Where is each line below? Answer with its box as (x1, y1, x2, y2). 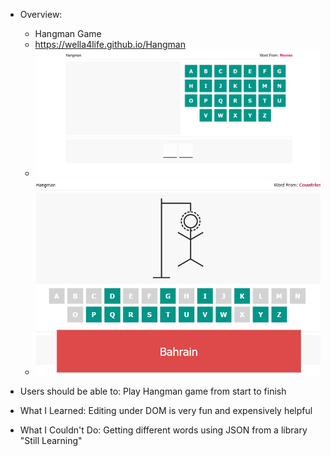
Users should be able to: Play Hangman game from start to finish (19, 385, 287, 398)
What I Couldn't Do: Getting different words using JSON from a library (19, 424, 308, 436)
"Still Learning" (19, 435, 83, 447)
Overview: (19, 9, 63, 20)
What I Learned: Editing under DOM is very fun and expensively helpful (19, 405, 313, 417)
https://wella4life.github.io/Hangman (34, 39, 186, 50)
